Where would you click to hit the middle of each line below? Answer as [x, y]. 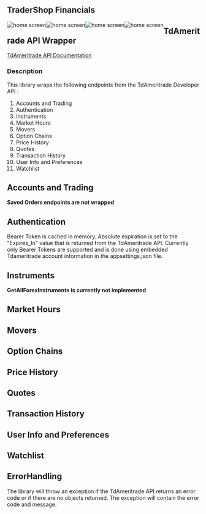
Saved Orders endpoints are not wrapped [61, 203]
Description [25, 71]
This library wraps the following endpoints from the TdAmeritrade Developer [103, 85]
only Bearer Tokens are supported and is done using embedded [87, 250]
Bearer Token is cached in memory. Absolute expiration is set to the [92, 236]
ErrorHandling [35, 476]
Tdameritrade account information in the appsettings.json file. [85, 256]
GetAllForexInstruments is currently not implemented [77, 290]
